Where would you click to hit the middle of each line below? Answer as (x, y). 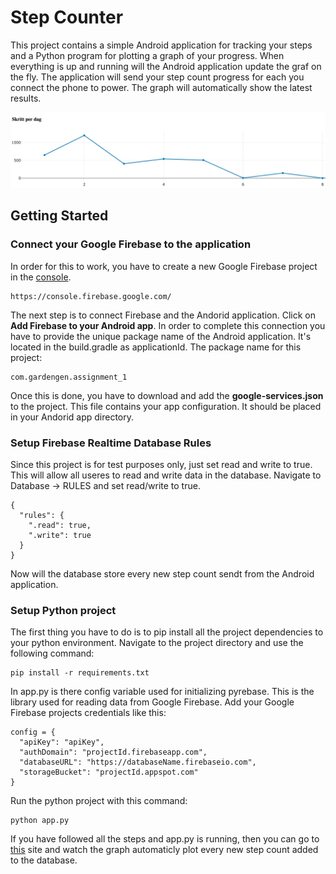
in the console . (41, 277)
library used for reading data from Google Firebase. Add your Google (152, 702)
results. (26, 98)
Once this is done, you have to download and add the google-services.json (167, 395)
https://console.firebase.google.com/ (91, 296)
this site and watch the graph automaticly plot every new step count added (164, 850)
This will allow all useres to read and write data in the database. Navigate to (166, 475)
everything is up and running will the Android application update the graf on (166, 66)
